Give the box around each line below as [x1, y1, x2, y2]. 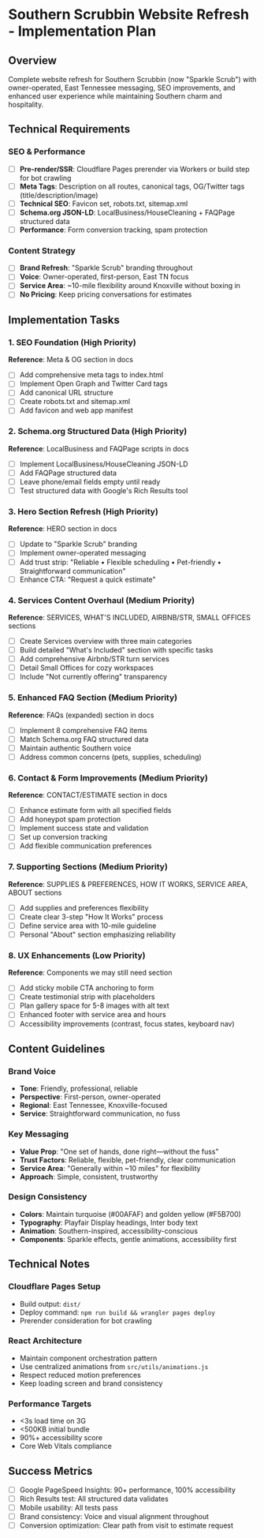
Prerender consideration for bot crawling [19, 1315, 152, 1325]
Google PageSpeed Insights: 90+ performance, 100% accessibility [19, 1485, 236, 1495]
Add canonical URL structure [19, 388, 114, 398]
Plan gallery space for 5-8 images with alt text [19, 1001, 169, 1011]
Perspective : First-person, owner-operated [19, 1092, 162, 1102]
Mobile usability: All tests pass [19, 1503, 118, 1513]
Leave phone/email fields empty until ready [19, 477, 161, 486]
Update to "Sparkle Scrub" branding [19, 539, 138, 549]
